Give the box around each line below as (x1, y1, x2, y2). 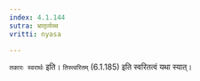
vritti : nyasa (9, 29, 62, 38)
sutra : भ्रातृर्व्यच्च (9, 21, 59, 30)
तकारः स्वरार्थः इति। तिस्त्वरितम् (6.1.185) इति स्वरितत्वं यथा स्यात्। (9, 61, 193, 72)
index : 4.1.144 (9, 12, 66, 22)
